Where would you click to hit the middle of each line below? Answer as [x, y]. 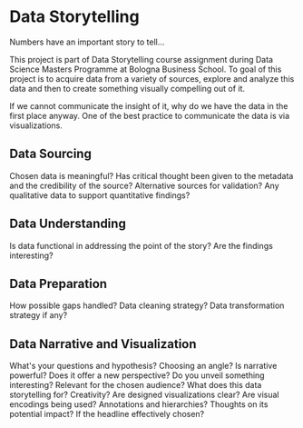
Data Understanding [68, 224]
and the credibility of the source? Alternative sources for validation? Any [144, 185]
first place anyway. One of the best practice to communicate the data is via [150, 115]
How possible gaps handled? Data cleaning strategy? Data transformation [147, 305]
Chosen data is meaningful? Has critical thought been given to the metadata [151, 175]
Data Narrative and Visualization [103, 344]
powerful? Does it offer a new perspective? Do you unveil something [137, 375]
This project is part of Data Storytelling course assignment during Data [142, 59]
